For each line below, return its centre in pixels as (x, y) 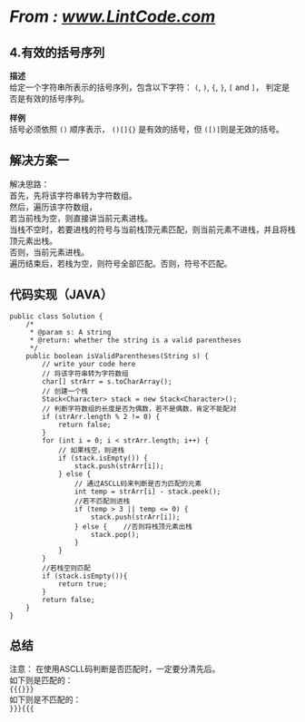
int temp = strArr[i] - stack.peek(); (148, 492)
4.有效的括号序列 (57, 52)
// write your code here (89, 364)
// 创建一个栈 (65, 391)
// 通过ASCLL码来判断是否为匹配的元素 (138, 483)
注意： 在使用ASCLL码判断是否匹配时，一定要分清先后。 (115, 669)
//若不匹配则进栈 (102, 501)
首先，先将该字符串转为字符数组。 (73, 195)
